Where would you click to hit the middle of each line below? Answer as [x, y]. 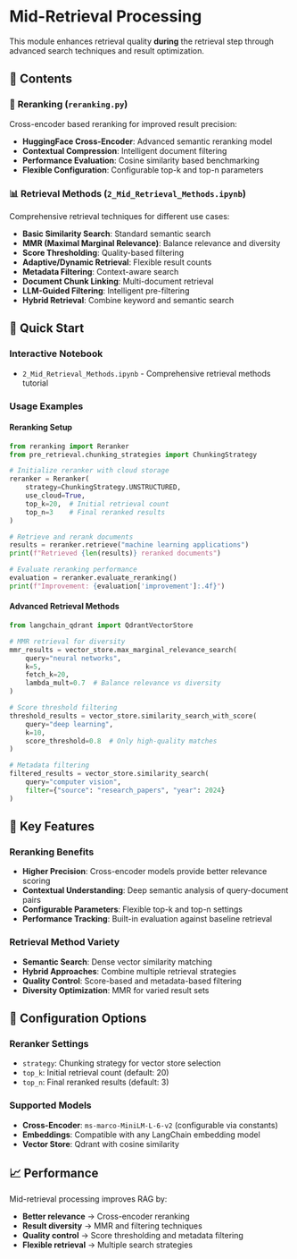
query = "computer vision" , [74, 782]
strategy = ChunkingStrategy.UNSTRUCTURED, [103, 488]
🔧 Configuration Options [78, 1019]
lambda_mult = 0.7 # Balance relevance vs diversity [123, 683]
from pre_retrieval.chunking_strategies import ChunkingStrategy [133, 455]
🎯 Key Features [52, 826]
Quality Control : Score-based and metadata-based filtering [132, 981]
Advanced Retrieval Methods [65, 607]
